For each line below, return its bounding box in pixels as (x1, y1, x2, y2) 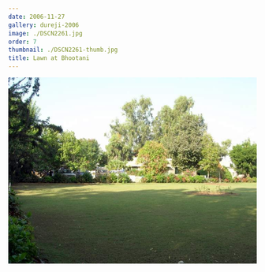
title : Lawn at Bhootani (8, 54, 90, 62)
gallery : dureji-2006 (8, 20, 80, 29)
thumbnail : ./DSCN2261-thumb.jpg (8, 46, 118, 54)
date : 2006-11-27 (8, 13, 65, 20)
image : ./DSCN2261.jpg (8, 29, 83, 37)
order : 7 (8, 38, 37, 46)
